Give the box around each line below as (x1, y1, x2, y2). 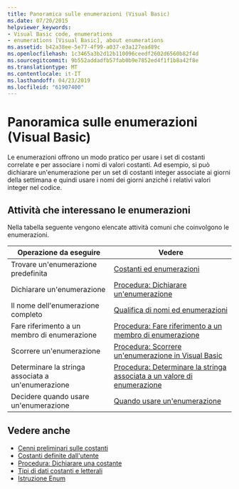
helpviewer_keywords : (7, 24, 72, 31)
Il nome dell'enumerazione (11, 301, 100, 311)
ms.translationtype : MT (7, 64, 78, 71)
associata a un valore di (113, 371, 193, 380)
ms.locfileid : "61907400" (7, 84, 84, 91)
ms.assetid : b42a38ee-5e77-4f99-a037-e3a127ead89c (7, 44, 161, 51)
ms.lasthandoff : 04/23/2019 (7, 76, 91, 84)
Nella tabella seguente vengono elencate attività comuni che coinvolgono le (7, 223, 230, 231)
